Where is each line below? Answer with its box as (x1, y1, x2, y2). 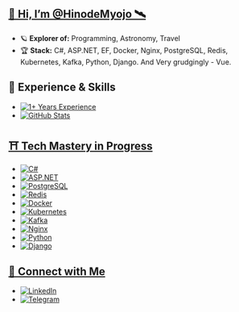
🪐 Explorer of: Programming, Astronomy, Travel (19, 33, 181, 43)
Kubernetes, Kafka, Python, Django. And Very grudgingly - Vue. (19, 56, 232, 67)
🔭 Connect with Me (8, 264, 106, 278)
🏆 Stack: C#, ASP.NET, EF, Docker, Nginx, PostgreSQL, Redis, (19, 45, 229, 55)
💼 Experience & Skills (8, 81, 117, 94)
